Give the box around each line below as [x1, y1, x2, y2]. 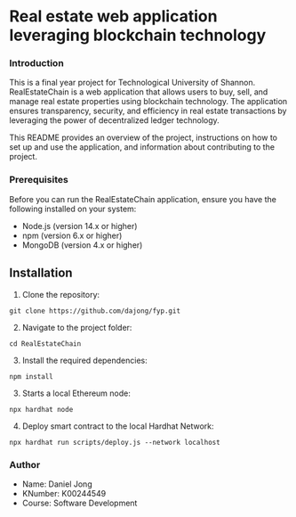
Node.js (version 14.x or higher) [21, 220, 138, 231]
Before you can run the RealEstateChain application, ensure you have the [9, 193, 277, 204]
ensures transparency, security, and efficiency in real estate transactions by [9, 105, 287, 117]
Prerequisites [9, 174, 68, 186]
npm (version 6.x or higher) [21, 230, 123, 241]
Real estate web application [9, 6, 218, 27]
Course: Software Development [21, 497, 138, 508]
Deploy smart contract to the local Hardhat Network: [21, 421, 215, 431]
